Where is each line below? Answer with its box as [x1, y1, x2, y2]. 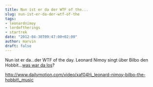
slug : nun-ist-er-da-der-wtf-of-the [5, 12, 80, 17]
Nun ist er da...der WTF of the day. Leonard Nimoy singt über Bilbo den [5, 57, 148, 63]
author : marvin [5, 39, 36, 44]
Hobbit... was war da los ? [5, 62, 55, 68]
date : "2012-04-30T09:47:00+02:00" [5, 35, 78, 40]
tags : [5, 16, 16, 21]
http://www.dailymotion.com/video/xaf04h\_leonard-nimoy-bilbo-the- [5, 71, 146, 77]
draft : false [5, 43, 32, 48]
